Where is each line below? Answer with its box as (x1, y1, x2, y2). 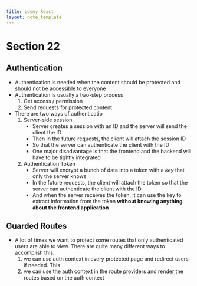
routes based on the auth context (23, 274, 104, 281)
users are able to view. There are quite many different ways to (14, 243, 165, 250)
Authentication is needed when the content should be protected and (14, 78, 181, 86)
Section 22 (6, 40, 60, 53)
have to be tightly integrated (32, 154, 101, 161)
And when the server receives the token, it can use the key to (32, 191, 182, 198)
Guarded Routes (6, 221, 67, 231)
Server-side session (23, 116, 73, 123)
